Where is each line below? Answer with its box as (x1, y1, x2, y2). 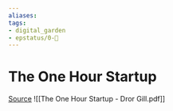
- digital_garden (8, 26, 66, 34)
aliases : (8, 11, 37, 20)
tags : (8, 19, 26, 27)
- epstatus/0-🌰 (8, 33, 59, 42)
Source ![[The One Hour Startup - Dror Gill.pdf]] (8, 94, 166, 104)
